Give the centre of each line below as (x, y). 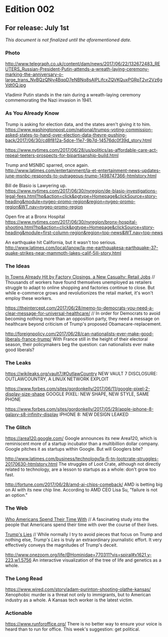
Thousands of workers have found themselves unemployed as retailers (78, 282)
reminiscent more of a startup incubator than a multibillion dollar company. (82, 444)
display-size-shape (25, 394)
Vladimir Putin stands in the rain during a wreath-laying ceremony (73, 95)
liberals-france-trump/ (28, 339)
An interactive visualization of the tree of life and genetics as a (97, 560)
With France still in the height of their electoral (100, 339)
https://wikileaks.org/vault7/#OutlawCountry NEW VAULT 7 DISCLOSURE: (81, 374)
